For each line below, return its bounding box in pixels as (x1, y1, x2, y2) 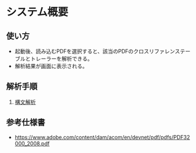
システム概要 (6, 5, 69, 19)
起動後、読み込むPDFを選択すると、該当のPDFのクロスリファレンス (14, 48, 181, 55)
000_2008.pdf (14, 140, 50, 147)
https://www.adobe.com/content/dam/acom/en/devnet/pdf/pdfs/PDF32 (14, 133, 191, 141)
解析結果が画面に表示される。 (14, 63, 88, 69)
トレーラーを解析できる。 (30, 55, 93, 62)
